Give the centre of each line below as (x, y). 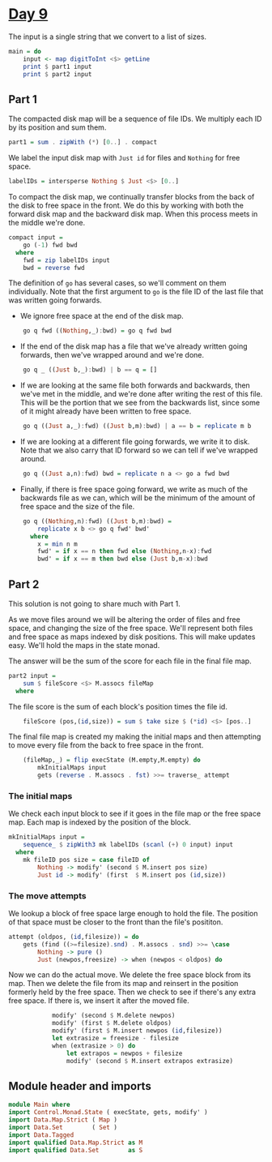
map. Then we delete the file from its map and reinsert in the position (123, 984)
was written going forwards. (55, 300)
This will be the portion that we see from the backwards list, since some (140, 403)
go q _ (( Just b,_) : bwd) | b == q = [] (90, 370)
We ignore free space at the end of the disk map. (102, 316)
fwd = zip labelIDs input (67, 260)
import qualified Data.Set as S (76, 1150)
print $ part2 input (57, 74)
